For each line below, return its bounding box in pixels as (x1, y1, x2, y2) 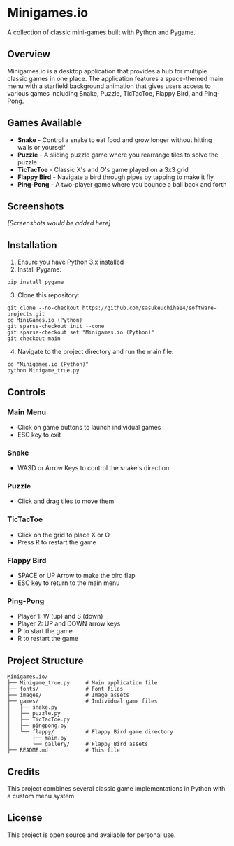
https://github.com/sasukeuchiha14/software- (82, 304, 217, 312)
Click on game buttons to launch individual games (17, 423, 161, 431)
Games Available (7, 117, 82, 129)
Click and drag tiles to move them (17, 497, 115, 505)
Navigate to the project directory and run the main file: (17, 348, 174, 356)
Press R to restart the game (17, 537, 96, 547)
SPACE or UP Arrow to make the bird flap (17, 572, 136, 580)
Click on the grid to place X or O (17, 530, 110, 539)
